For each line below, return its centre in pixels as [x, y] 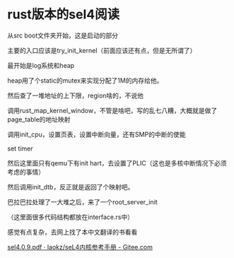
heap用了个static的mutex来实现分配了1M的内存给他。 [85, 80]
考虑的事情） [26, 172]
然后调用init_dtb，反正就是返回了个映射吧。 [71, 187]
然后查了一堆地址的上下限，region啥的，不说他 [75, 95]
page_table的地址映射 [39, 119]
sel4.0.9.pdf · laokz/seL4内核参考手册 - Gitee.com [80, 247]
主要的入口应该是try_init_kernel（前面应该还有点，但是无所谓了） [102, 50]
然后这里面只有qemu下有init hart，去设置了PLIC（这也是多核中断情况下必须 [117, 163]
